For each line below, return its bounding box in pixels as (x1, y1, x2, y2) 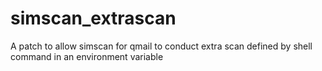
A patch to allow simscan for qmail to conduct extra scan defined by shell (10, 40, 313, 52)
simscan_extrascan (10, 7, 177, 30)
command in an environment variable (10, 50, 164, 62)
